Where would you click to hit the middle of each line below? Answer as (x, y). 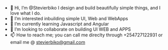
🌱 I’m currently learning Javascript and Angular (60, 24)
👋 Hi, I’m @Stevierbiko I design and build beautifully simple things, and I (85, 8)
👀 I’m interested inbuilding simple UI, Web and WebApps (69, 18)
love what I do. (25, 13)
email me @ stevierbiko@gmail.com (48, 42)
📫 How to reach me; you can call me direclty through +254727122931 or (86, 35)
